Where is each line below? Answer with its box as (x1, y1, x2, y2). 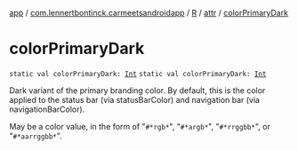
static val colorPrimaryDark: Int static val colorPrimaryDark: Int (9, 69, 267, 78)
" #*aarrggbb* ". (9, 130, 62, 141)
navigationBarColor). (9, 104, 85, 114)
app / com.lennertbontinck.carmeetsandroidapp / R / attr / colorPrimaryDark (9, 8, 289, 18)
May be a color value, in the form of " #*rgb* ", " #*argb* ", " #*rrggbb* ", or (9, 121, 271, 131)
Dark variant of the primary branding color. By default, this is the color (9, 84, 266, 96)
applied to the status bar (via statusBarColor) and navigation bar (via (9, 94, 261, 105)
